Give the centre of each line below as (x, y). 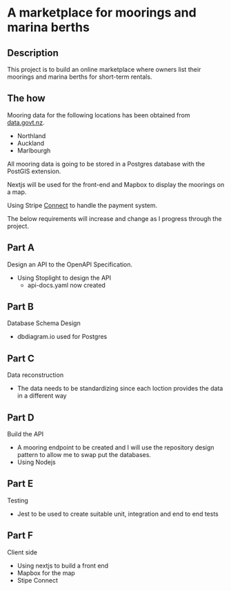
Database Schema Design (44, 323)
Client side (22, 552)
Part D (21, 417)
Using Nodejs (37, 462)
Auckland (31, 143)
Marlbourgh (34, 151)
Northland (31, 135)
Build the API (26, 434)
